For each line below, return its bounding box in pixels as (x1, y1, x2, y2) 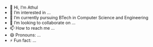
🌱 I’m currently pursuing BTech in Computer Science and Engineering (9, 15, 149, 20)
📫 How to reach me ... (9, 25, 55, 31)
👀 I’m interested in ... (9, 10, 51, 15)
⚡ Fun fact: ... (9, 37, 36, 43)
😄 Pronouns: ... (9, 32, 41, 38)
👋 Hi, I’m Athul (9, 5, 38, 10)
